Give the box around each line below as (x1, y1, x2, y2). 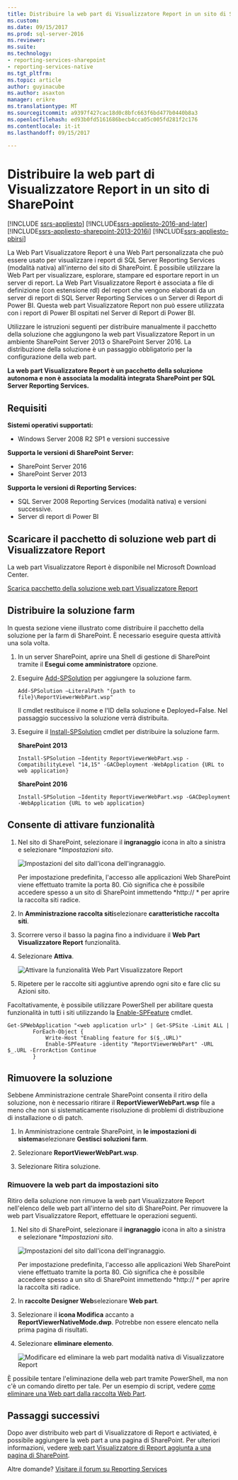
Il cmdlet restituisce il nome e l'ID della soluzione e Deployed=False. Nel (17, 706, 228, 714)
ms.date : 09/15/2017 (7, 23, 69, 31)
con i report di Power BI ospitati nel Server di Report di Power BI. (7, 309, 196, 317)
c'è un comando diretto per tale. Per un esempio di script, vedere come (7, 1381, 216, 1390)
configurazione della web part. (7, 353, 97, 361)
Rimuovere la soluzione (7, 1072, 113, 1084)
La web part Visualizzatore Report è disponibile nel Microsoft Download (7, 562, 216, 571)
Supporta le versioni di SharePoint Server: (7, 449, 134, 457)
